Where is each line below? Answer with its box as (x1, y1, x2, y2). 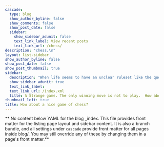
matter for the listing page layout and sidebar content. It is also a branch (5, 121, 150, 127)
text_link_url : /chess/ (14, 43, 62, 48)
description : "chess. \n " (5, 48, 56, 53)
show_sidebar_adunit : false (14, 35, 71, 39)
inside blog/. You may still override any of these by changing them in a (5, 131, 146, 137)
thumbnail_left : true (5, 98, 49, 103)
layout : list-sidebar (5, 52, 49, 57)
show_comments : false (9, 20, 54, 26)
